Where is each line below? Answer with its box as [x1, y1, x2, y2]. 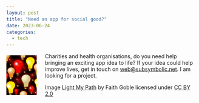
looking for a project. [45, 72, 97, 79]
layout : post [6, 10, 39, 16]
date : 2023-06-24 [6, 22, 50, 28]
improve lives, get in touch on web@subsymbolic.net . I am [45, 65, 191, 73]
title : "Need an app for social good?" [6, 16, 107, 22]
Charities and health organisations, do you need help [45, 53, 177, 60]
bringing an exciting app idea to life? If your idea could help [45, 59, 193, 67]
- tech [12, 35, 29, 42]
